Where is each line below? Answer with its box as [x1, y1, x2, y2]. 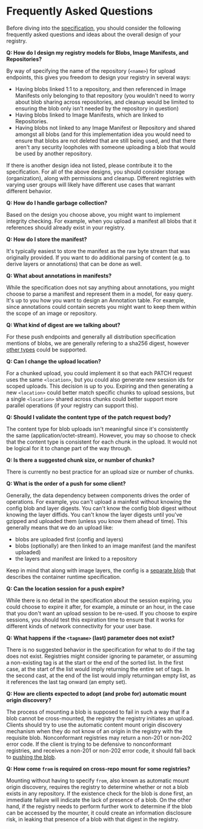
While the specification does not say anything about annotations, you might [6, 283, 195, 291]
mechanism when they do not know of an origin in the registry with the [6, 727, 183, 735]
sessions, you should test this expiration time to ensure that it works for [6, 616, 185, 623]
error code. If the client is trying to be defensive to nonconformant [6, 740, 171, 748]
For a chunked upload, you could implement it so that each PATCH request [6, 369, 192, 377]
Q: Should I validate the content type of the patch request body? [6, 413, 171, 421]
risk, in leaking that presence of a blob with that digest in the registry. [6, 815, 179, 823]
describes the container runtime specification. [6, 573, 122, 580]
